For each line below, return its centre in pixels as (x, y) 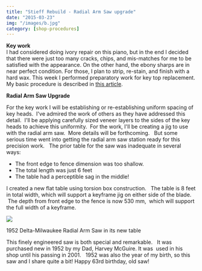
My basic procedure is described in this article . (65, 84)
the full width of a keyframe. (41, 208)
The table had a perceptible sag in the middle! (72, 177)
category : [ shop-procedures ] (43, 29)
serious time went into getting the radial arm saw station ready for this (93, 140)
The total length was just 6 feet (53, 170)
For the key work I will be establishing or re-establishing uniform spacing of (100, 107)
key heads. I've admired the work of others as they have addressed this (96, 114)
